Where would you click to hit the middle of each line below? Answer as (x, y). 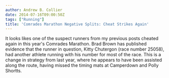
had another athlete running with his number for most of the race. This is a (83, 55)
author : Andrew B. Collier (34, 10)
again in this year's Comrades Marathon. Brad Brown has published (76, 44)
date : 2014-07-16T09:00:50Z (35, 15)
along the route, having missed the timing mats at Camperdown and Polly (82, 65)
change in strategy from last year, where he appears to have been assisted (84, 60)
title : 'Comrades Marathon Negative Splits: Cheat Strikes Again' (77, 24)
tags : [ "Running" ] (25, 19)
